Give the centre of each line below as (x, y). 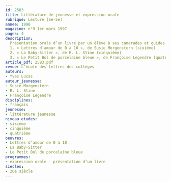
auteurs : (15, 72)
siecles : (15, 166)
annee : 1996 (18, 24)
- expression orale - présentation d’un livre (55, 162)
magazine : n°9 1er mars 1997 (36, 29)
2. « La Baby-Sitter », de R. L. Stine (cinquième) (66, 53)
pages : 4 (15, 34)
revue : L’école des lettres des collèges (50, 67)
